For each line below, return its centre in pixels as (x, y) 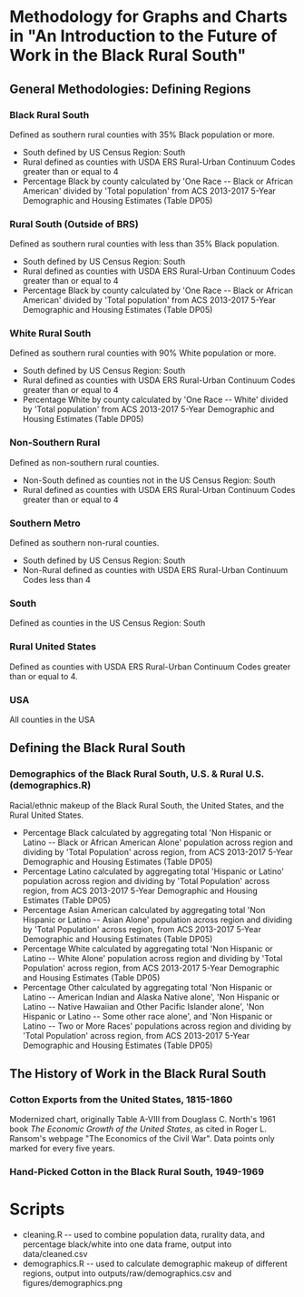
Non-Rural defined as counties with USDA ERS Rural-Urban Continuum (155, 570)
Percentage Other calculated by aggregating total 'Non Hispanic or (147, 987)
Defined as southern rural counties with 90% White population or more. (143, 353)
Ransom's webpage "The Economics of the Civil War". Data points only (142, 1139)
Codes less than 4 (56, 580)
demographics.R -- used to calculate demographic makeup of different (155, 1264)
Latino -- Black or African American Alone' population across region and (157, 842)
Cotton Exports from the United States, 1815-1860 (121, 1100)
